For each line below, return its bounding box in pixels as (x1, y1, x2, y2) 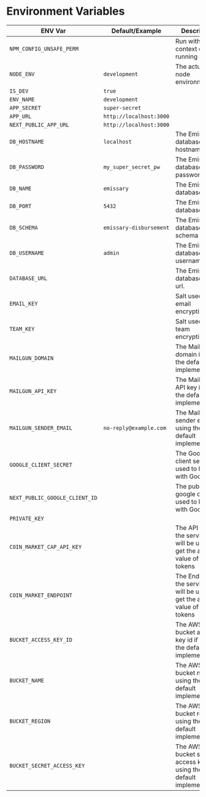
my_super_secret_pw (103, 163, 161, 170)
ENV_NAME (9, 96, 35, 103)
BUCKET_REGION (9, 717, 51, 725)
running (175, 52, 198, 61)
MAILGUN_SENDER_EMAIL (9, 424, 72, 431)
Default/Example (111, 26, 162, 35)
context (175, 44, 197, 53)
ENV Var (40, 26, 66, 35)
